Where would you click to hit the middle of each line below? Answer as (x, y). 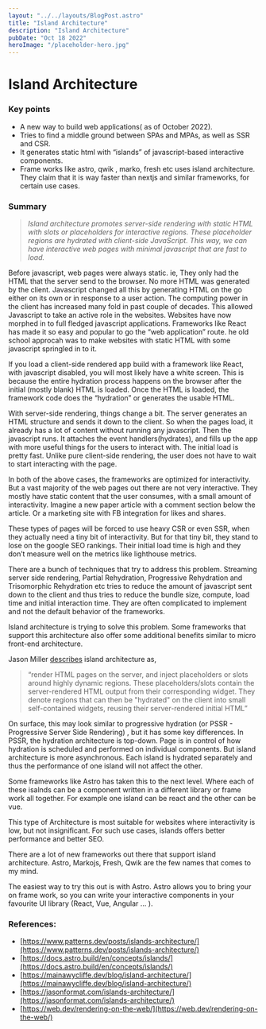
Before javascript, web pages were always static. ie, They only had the (124, 273)
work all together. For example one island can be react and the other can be (132, 798)
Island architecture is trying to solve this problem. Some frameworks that (127, 627)
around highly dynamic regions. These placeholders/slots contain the (141, 683)
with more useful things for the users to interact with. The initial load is (123, 447)
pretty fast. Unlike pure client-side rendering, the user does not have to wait (132, 455)
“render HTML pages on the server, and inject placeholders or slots (138, 674)
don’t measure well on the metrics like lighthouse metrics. (102, 554)
